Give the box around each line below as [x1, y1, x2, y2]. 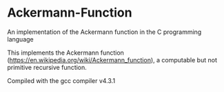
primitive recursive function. [7, 63, 88, 71]
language [7, 35, 34, 43]
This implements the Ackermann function [7, 48, 124, 57]
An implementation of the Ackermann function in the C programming [7, 28, 202, 36]
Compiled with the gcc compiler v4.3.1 [7, 76, 116, 84]
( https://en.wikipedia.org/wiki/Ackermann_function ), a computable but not [7, 55, 217, 64]
